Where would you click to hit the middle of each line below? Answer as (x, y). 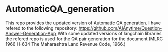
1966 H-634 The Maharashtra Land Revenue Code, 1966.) (65, 44)
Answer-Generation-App (31, 33)
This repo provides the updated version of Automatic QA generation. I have (83, 23)
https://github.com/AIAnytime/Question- (120, 28)
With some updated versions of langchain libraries (109, 33)
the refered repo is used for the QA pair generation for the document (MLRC (84, 39)
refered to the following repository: (41, 28)
